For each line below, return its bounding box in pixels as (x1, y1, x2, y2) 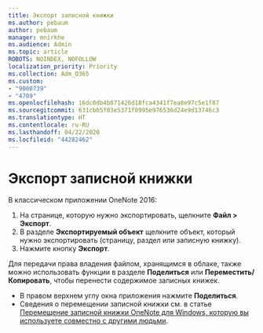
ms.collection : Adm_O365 (8, 70, 89, 78)
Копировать (8, 276, 50, 285)
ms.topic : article (8, 48, 68, 56)
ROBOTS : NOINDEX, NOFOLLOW (8, 56, 97, 64)
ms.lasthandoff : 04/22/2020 (8, 128, 100, 136)
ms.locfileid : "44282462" (8, 135, 93, 144)
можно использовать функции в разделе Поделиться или (8, 268, 203, 277)
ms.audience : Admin (8, 41, 72, 49)
